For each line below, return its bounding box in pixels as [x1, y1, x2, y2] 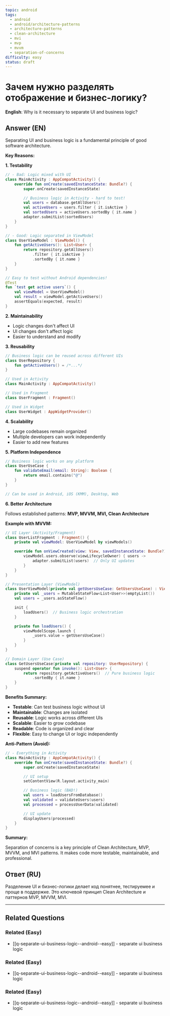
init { [14, 605, 28, 610]
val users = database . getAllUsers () [23, 200, 101, 205]
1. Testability [5, 162, 33, 168]
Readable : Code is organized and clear [12, 726, 95, 731]
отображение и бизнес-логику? [5, 92, 147, 104]
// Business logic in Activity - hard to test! [23, 195, 125, 201]
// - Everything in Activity [5, 751, 67, 756]
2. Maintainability [5, 313, 43, 319]
